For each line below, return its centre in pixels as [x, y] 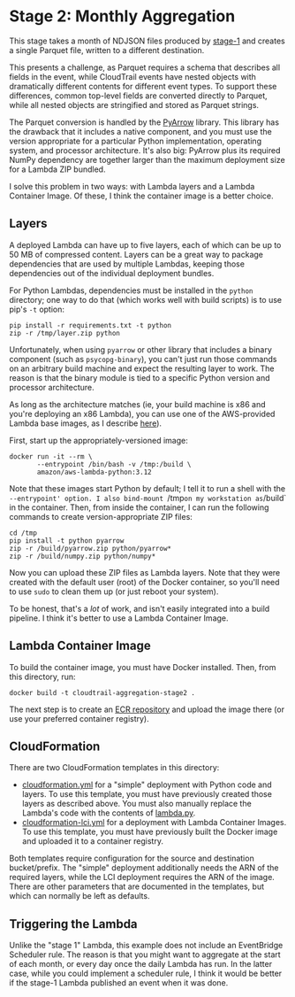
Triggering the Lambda [74, 924]
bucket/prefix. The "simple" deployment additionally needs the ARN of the [144, 868]
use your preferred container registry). [79, 718]
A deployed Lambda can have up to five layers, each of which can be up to [145, 244]
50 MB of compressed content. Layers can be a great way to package [136, 254]
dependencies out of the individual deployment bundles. [112, 273]
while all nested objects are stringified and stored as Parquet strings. [134, 104]
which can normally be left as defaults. [79, 896]
